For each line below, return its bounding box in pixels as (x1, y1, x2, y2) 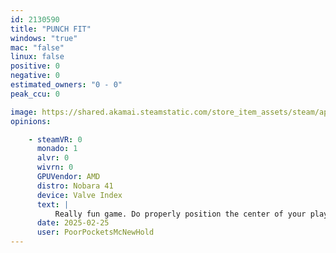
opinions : (10, 116, 52, 126)
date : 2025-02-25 (36, 218, 110, 228)
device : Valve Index (36, 190, 123, 200)
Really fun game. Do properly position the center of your (54, 209, 307, 219)
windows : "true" (10, 33, 78, 43)
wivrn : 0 (36, 162, 74, 173)
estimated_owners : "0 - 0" (10, 80, 123, 90)
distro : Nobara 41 (36, 181, 114, 191)
